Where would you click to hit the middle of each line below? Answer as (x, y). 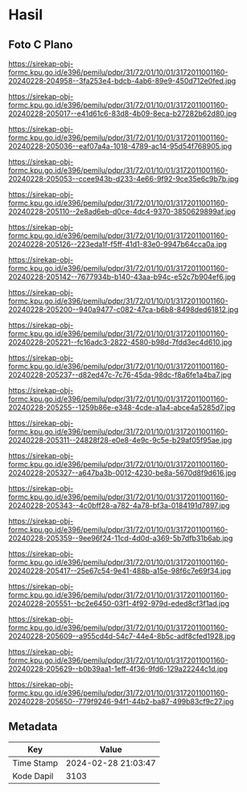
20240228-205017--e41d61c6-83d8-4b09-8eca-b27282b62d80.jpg (123, 113)
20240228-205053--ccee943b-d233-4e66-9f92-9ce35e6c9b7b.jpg (123, 179)
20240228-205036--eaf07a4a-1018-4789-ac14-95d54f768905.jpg (120, 146)
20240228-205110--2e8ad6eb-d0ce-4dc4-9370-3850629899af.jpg (122, 211)
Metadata (33, 726)
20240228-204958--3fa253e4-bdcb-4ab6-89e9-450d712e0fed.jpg (122, 81)
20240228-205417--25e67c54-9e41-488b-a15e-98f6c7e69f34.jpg (120, 571)
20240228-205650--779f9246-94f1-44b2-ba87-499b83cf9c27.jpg (121, 702)
